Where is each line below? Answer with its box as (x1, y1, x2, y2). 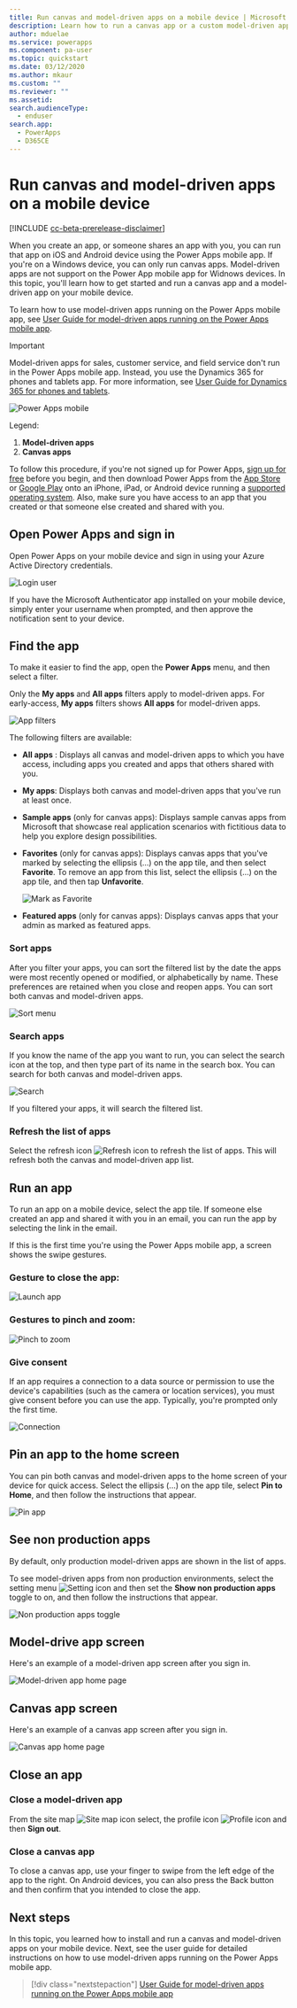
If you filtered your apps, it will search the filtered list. (9, 1103, 203, 1113)
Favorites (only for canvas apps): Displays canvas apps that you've (21, 848, 268, 859)
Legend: (9, 420, 40, 430)
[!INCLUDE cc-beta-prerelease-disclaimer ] (9, 222, 165, 233)
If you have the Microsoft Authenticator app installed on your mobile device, (9, 594, 286, 605)
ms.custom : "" (9, 79, 62, 88)
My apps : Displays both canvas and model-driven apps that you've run (21, 786, 281, 796)
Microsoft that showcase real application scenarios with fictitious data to (21, 821, 286, 833)
